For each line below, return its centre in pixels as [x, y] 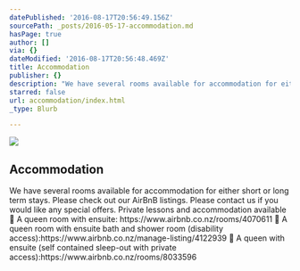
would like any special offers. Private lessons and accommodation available [148, 209]
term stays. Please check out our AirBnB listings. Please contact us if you [144, 201]
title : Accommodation [50, 68]
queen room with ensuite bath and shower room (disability [117, 229]
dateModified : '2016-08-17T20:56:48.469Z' [89, 59]
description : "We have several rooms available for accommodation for [143, 84]
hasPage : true [36, 34]
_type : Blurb [33, 109]
